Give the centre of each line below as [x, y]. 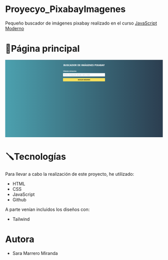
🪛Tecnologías [36, 157]
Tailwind [21, 219]
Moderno [14, 28]
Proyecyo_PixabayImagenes [65, 9]
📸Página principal [42, 49]
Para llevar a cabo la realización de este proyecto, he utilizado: [69, 174]
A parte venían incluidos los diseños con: [47, 209]
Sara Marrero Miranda [35, 253]
